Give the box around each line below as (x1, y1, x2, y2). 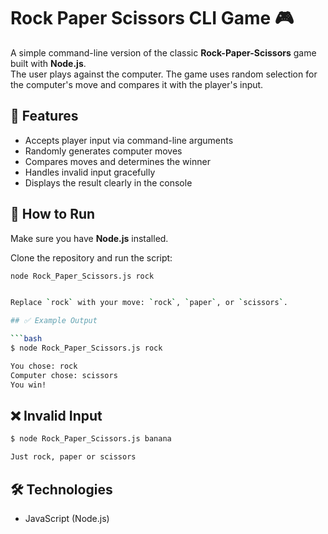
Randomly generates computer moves (24, 145, 183, 157)
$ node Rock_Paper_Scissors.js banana (10, 434, 172, 444)
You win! (10, 380, 47, 390)
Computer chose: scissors (10, 370, 118, 380)
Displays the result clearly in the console (24, 176, 193, 189)
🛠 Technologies (10, 481, 113, 498)
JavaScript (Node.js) (24, 512, 110, 524)
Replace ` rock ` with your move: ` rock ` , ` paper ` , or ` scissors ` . (10, 298, 289, 308)
